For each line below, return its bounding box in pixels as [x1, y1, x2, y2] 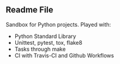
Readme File [5, 5, 54, 15]
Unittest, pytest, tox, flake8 [14, 39, 83, 46]
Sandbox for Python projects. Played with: [5, 21, 111, 28]
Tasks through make [14, 45, 66, 53]
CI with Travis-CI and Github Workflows [14, 51, 114, 59]
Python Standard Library [14, 33, 77, 40]
